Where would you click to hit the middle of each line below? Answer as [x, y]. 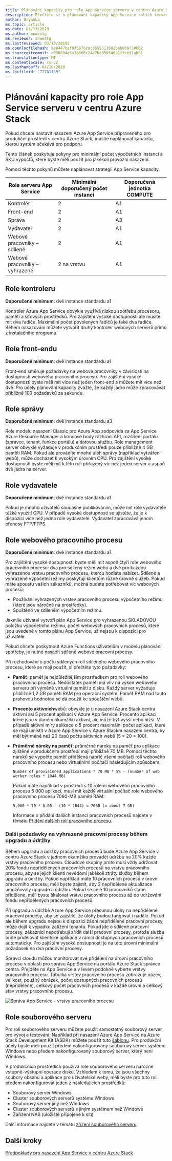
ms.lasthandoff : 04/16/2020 [35, 67]
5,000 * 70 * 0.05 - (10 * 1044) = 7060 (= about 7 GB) [73, 806]
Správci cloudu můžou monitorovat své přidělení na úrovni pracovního [79, 958]
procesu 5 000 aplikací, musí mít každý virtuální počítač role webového [88, 791]
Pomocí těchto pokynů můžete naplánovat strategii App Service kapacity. [83, 169]
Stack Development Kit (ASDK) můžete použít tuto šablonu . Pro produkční [83, 1040]
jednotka [140, 188]
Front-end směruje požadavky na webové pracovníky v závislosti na [77, 371]
